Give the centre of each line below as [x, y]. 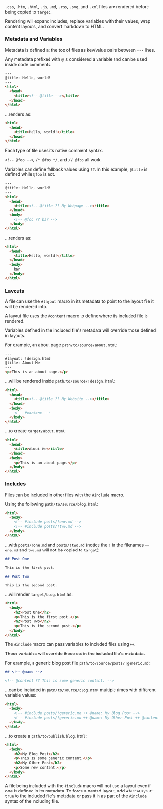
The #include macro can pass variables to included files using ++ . [70, 644]
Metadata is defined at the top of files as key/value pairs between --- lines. [80, 50]
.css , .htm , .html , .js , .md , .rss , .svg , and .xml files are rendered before [77, 7]
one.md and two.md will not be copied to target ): [52, 550]
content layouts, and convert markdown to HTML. [55, 27]
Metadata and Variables [34, 39]
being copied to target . [28, 12]
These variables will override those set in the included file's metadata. [75, 654]
